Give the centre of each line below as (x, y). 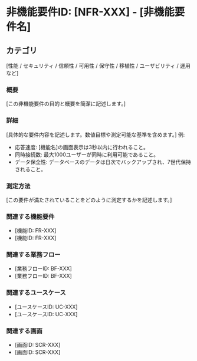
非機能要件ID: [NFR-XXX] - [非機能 (91, 12)
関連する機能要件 (30, 216)
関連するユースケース (36, 293)
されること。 (30, 169)
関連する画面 (24, 331)
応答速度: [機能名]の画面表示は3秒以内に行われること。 (81, 147)
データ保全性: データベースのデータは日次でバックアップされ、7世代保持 (103, 162)
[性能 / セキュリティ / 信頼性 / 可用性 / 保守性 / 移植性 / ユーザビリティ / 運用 (98, 66)
